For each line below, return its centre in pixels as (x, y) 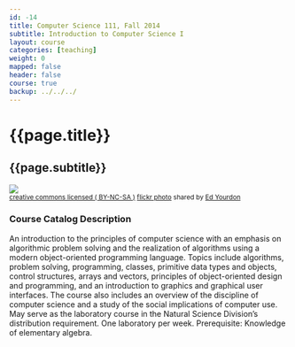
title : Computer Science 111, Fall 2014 (85, 26)
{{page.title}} (60, 135)
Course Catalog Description (70, 220)
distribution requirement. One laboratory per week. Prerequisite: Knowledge (147, 323)
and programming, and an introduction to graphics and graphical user (136, 285)
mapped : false (35, 67)
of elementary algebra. (51, 332)
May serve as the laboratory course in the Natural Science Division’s (134, 313)
